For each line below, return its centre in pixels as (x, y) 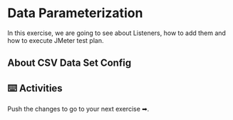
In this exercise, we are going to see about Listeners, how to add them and (117, 33)
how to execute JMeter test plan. (56, 40)
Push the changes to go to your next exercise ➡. (78, 109)
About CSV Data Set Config (69, 63)
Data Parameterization (75, 13)
